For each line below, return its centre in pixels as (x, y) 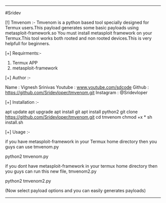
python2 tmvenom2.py (28, 181)
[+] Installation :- (22, 102)
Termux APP (25, 63)
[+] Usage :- (18, 132)
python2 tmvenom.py (27, 156)
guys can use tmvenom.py (32, 147)
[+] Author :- (18, 78)
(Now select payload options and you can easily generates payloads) (75, 191)
